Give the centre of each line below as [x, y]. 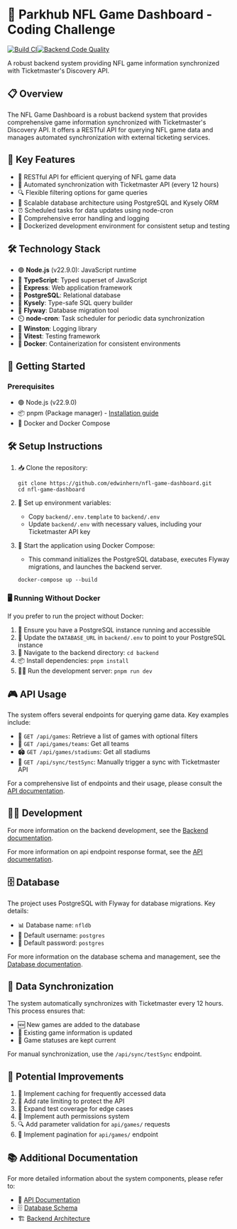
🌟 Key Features [42, 160]
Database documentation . [45, 964]
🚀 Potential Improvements [66, 1076]
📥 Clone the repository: [53, 467]
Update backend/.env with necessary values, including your [115, 524]
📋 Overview [35, 94]
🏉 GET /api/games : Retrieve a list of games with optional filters [108, 736]
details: [18, 910]
